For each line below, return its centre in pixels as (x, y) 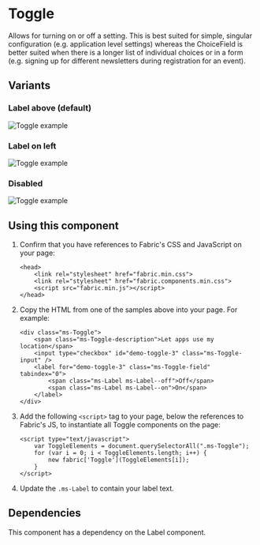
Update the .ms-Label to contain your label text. (97, 489)
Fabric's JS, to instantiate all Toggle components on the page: (120, 425)
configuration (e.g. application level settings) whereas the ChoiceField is (125, 43)
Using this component (64, 226)
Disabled (26, 183)
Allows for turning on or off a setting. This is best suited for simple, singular (130, 36)
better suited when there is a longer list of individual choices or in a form (126, 52)
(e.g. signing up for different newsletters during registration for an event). (127, 61)
